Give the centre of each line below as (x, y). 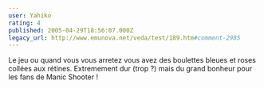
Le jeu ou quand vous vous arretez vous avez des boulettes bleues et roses (132, 60)
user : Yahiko (30, 15)
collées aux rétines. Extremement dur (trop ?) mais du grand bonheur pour (130, 69)
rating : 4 (25, 23)
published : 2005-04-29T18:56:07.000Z (71, 30)
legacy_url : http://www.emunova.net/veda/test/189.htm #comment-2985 (124, 38)
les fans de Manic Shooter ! (53, 77)
